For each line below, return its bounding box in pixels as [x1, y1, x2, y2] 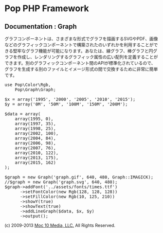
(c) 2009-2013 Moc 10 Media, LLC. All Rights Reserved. [4, 222, 115, 228]
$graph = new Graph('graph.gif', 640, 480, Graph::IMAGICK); [4, 175, 154, 180]
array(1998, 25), [15, 126, 56, 131]
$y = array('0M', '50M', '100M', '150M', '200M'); [4, 102, 128, 107]
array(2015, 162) [15, 160, 56, 165]
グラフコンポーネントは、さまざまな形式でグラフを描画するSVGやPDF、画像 [4, 36, 158, 41]
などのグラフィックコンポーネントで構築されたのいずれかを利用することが [4, 42, 154, 48]
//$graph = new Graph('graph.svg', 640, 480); [4, 179, 118, 185]
